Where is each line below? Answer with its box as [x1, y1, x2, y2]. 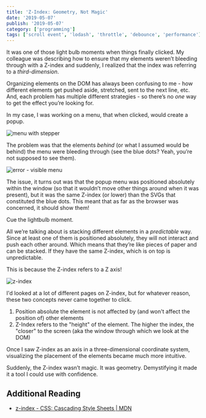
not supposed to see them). [6, 154, 77, 162]
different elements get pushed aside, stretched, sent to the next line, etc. [6, 86, 190, 94]
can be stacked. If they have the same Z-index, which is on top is [6, 247, 170, 255]
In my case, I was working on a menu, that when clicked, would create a [6, 111, 188, 119]
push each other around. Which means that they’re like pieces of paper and [6, 241, 197, 248]
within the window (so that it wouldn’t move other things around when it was [6, 185, 199, 192]
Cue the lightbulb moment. [6, 216, 74, 223]
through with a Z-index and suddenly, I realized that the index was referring [6, 62, 197, 69]
